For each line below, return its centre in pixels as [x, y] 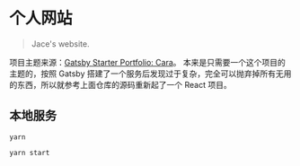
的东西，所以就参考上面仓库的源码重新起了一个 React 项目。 [120, 84]
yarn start [30, 153]
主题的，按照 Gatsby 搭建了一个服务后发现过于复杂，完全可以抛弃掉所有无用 [150, 74]
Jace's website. [60, 44]
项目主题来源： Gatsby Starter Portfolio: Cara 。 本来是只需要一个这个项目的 [147, 62]
